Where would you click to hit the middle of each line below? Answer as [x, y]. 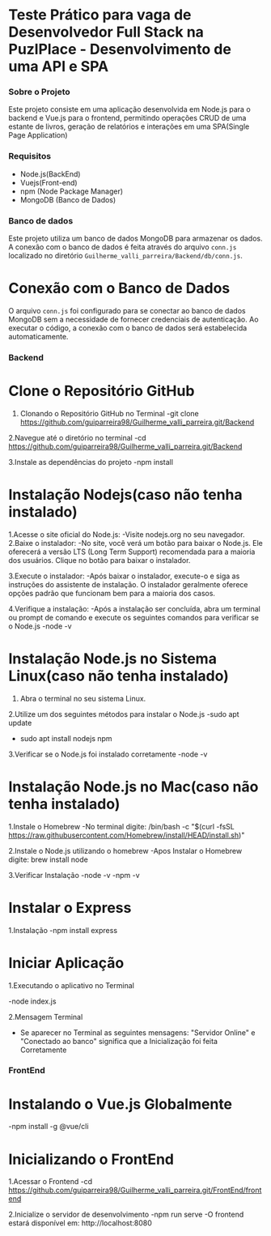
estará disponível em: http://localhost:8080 [80, 1223]
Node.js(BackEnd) [50, 174]
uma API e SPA [59, 67]
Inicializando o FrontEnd [91, 1159]
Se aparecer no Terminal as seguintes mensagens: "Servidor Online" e [138, 1032]
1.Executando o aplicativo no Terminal [72, 985]
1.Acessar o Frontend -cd [51, 1182]
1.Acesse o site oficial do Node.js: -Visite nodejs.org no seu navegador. [127, 534]
